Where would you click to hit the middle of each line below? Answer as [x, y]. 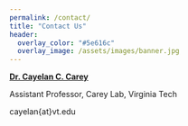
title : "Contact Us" [48, 26]
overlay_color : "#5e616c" [66, 43]
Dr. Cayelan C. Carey [49, 76]
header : [24, 34]
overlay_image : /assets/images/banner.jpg [99, 51]
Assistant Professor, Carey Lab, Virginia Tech [94, 94]
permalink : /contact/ [50, 18]
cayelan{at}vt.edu [43, 112]
